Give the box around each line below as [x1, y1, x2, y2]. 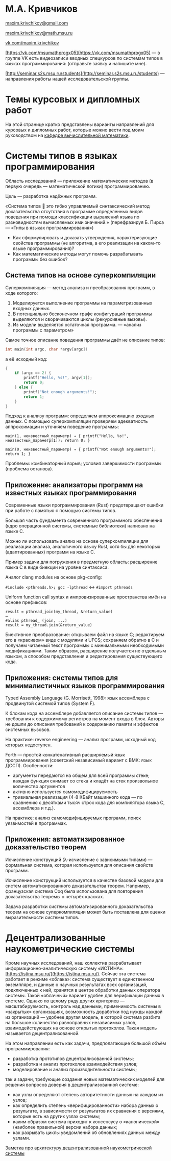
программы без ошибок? [12, 256, 68, 262]
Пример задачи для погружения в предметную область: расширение [5, 559, 158, 565]
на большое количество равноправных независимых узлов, [5, 1019, 137, 1025]
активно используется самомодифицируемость [12, 789, 118, 795]
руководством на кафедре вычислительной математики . [5, 132, 130, 138]
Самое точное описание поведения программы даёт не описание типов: [5, 337, 165, 343]
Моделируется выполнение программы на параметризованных [12, 299, 153, 306]
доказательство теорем [5, 843, 87, 852]
